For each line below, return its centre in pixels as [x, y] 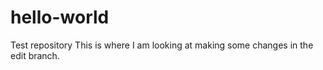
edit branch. [35, 55]
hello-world [60, 17]
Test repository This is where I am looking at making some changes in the [162, 45]
